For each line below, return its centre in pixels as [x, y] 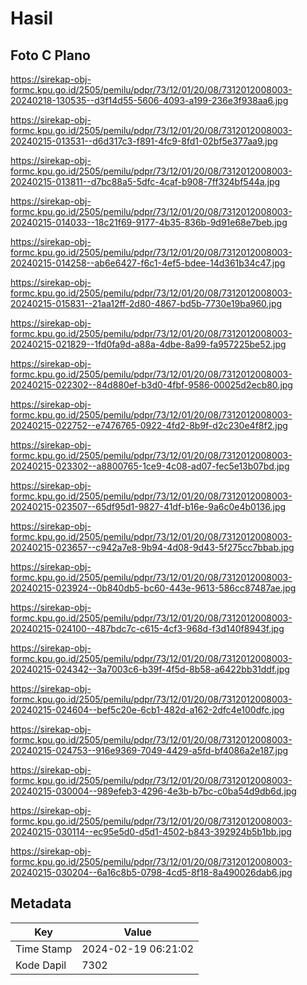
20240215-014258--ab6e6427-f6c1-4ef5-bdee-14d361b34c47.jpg [148, 263]
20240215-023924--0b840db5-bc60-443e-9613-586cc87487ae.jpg [153, 588]
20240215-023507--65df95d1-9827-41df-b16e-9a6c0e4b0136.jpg [148, 506]
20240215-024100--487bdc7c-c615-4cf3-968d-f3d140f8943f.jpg [147, 628]
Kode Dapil [41, 965]
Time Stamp [44, 949]
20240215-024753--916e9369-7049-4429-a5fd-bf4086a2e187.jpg [149, 750]
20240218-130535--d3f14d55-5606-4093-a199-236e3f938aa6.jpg [149, 100]
